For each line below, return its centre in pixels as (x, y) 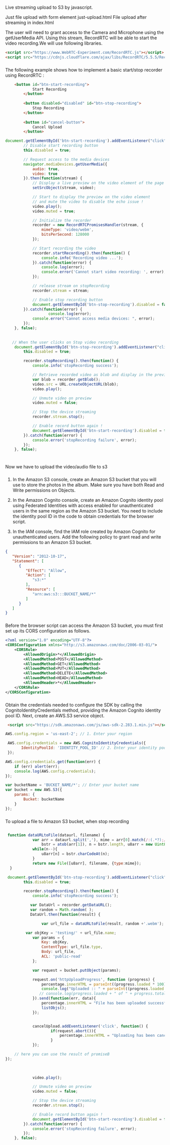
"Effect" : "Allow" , (46, 570)
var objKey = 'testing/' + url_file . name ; (71, 933)
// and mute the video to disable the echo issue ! (88, 202)
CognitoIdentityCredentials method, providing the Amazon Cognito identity (83, 710)
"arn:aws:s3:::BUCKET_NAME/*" (64, 594)
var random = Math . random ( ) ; (62, 910)
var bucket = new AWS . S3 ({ (34, 790)
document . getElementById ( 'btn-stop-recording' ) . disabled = (96, 304)
